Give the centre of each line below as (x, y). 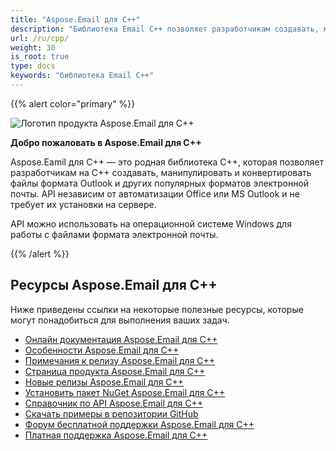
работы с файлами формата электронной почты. (114, 234)
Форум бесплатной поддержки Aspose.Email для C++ (139, 424)
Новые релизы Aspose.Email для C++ (104, 382)
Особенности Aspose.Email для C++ (102, 350)
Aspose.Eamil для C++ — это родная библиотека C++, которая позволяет (167, 162)
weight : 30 (33, 47)
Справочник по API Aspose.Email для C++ (113, 403)
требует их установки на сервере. (83, 204)
